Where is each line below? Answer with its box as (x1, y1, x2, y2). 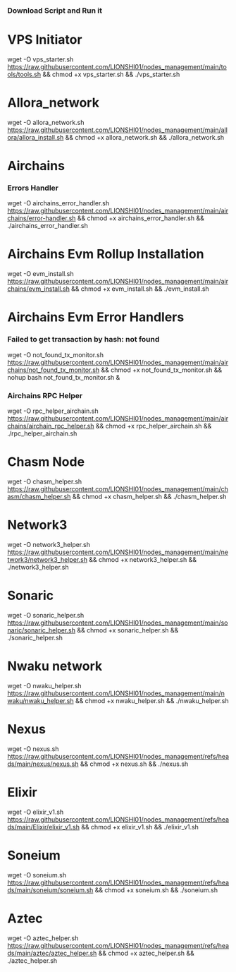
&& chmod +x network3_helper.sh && (89, 555, 197, 563)
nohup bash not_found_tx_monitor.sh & (7, 373, 120, 381)
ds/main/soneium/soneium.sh (7, 885, 94, 894)
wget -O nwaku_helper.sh (7, 681, 82, 690)
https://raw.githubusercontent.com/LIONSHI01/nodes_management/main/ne (7, 548, 229, 556)
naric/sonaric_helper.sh (7, 625, 76, 634)
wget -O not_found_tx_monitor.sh (7, 350, 104, 359)
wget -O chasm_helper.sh (7, 477, 82, 486)
